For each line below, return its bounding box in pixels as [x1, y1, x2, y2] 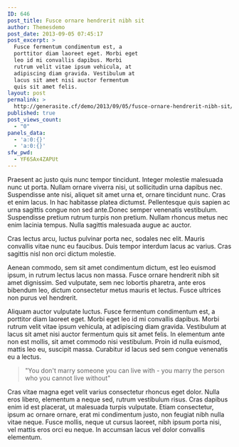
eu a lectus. [7, 352, 42, 361]
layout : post [7, 90, 46, 97]
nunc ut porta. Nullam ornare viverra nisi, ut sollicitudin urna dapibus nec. [7, 183, 223, 191]
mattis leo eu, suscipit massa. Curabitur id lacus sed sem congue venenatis [7, 345, 228, 353]
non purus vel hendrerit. [7, 293, 78, 302]
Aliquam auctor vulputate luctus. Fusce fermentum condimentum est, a [7, 307, 216, 316]
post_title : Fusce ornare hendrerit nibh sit [7, 17, 144, 24]
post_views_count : [7, 116, 62, 123]
